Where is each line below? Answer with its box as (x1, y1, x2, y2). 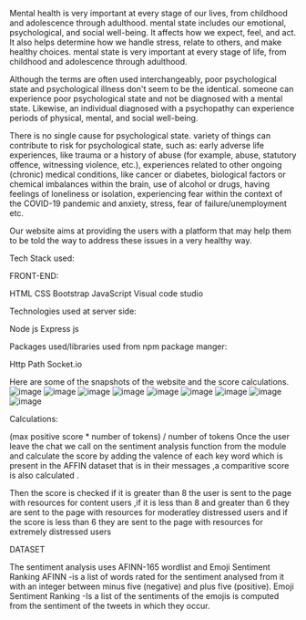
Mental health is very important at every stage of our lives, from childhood (9, 8, 289, 18)
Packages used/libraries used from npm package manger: (9, 341, 228, 352)
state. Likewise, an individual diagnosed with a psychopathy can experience (9, 103, 295, 113)
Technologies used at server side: (9, 305, 137, 316)
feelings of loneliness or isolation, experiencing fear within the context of (9, 189, 283, 199)
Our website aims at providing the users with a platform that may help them (9, 225, 291, 236)
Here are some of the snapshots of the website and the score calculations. (9, 377, 290, 387)
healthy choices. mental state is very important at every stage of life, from (9, 46, 287, 57)
